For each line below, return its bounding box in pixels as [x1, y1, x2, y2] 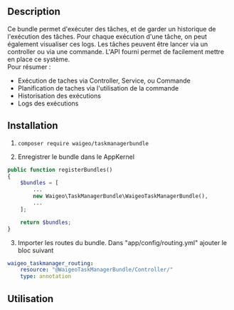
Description [7, 6, 60, 18]
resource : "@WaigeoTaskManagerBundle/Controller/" [20, 267, 174, 274]
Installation [7, 120, 58, 132]
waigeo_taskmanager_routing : [7, 259, 94, 267]
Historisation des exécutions [17, 91, 102, 100]
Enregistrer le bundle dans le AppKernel [17, 153, 135, 161]
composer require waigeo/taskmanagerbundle [17, 140, 149, 147]
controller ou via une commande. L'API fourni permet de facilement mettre [7, 47, 225, 56]
